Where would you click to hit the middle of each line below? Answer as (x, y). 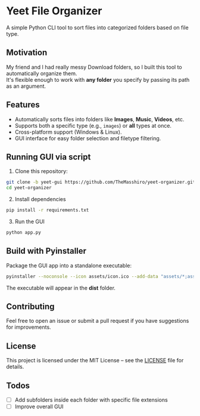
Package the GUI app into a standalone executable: (69, 265)
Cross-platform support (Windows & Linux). (68, 132)
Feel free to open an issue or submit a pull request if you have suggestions (98, 321)
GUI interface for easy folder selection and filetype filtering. (88, 138)
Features (23, 105)
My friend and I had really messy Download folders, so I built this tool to (94, 67)
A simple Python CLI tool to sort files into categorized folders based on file (97, 27)
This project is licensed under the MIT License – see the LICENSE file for (95, 360)
